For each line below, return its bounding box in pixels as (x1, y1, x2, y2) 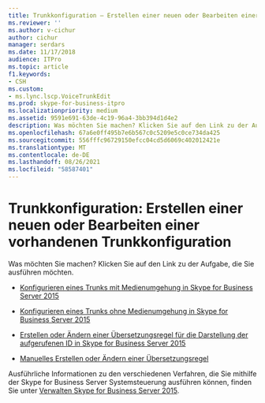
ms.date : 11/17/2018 (8, 48, 77, 56)
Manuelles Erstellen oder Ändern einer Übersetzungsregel (19, 353, 209, 363)
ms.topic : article (8, 63, 69, 71)
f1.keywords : (8, 70, 51, 78)
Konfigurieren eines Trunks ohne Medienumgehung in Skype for (19, 306, 229, 315)
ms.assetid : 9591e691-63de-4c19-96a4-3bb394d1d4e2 (8, 114, 178, 122)
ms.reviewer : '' (8, 19, 62, 27)
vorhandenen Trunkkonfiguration (8, 233, 232, 251)
